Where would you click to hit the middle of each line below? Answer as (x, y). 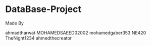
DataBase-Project (43, 9)
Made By (15, 23)
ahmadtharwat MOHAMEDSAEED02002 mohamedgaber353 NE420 (76, 32)
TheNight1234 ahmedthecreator (39, 38)
